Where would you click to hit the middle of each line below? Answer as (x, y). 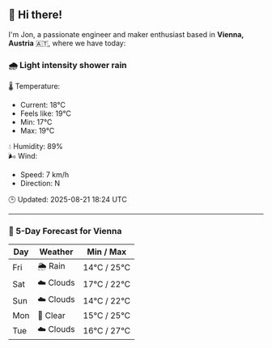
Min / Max (107, 252)
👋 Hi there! (36, 15)
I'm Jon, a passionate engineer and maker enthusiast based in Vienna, (126, 34)
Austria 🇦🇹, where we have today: (67, 43)
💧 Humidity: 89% (36, 146)
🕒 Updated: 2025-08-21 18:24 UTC (68, 200)
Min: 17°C (36, 122)
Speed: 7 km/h (45, 175)
